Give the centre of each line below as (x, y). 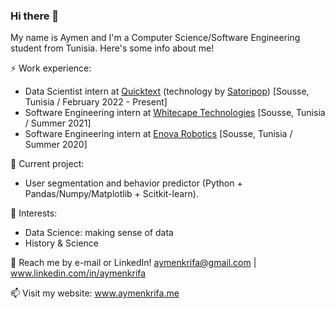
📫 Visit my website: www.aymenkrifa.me (95, 293)
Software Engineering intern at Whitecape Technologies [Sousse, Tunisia (175, 113)
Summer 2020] (56, 145)
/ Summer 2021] (58, 123)
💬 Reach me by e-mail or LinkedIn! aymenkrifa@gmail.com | (133, 263)
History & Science (62, 243)
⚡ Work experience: (51, 68)
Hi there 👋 (35, 16)
